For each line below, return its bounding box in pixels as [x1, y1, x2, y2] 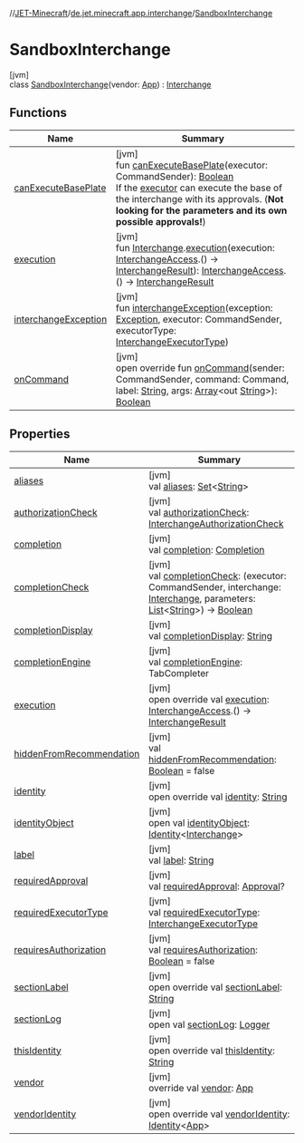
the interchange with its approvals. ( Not [116, 192, 284, 205]
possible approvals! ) [116, 215, 206, 228]
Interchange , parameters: [147, 592, 256, 605]
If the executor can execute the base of [116, 181, 283, 194]
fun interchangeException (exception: [116, 301, 273, 314]
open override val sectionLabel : [147, 981, 282, 993]
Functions [9, 105, 68, 121]
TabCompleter [147, 666, 210, 679]
